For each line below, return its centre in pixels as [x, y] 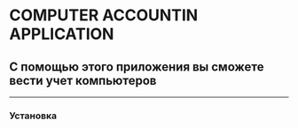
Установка [33, 116]
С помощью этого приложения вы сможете [137, 67]
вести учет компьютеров [83, 80]
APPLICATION [62, 34]
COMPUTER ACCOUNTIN [104, 15]
